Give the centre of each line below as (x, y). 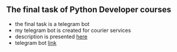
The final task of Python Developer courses (89, 10)
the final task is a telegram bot (52, 24)
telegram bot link (36, 43)
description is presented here (51, 36)
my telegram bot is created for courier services (73, 30)
